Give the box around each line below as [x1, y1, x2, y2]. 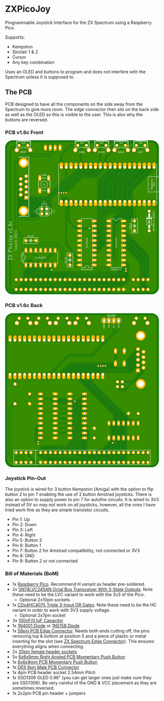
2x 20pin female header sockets [12, 649, 77, 655]
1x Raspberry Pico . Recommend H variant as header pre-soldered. [12, 581, 145, 587]
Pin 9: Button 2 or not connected [12, 558, 78, 564]
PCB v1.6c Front [5, 129, 44, 135]
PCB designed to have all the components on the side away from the [5, 101, 143, 107]
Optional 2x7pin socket [19, 612, 66, 618]
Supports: [5, 34, 25, 40]
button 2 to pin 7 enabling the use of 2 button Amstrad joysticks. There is [5, 491, 152, 497]
